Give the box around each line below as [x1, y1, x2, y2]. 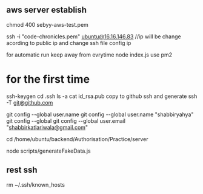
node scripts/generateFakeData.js [6, 147, 91, 154]
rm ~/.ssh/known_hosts [6, 181, 65, 188]
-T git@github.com [6, 99, 53, 106]
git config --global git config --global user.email [6, 117, 126, 124]
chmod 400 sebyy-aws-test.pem [6, 21, 89, 28]
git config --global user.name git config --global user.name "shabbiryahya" [6, 111, 194, 118]
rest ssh [6, 165, 38, 175]
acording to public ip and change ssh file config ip [6, 39, 131, 46]
